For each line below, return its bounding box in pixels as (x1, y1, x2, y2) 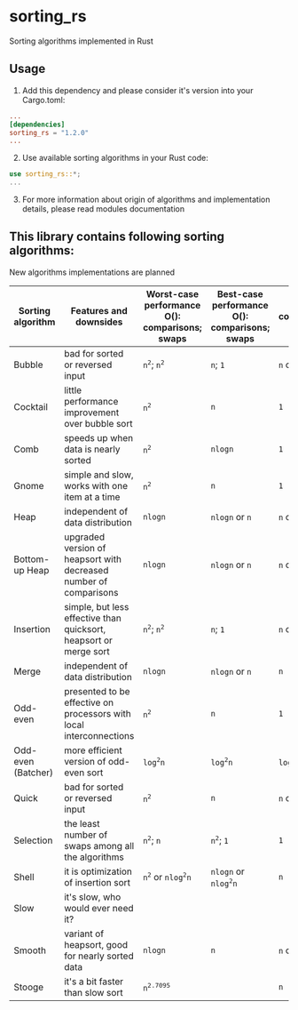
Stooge (13, 981, 44, 993)
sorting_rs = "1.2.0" (9, 128, 90, 137)
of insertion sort (63, 876, 131, 888)
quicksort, (63, 622, 106, 635)
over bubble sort (63, 417, 133, 429)
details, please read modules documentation (21, 204, 184, 214)
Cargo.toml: (21, 94, 66, 105)
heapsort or (63, 634, 114, 646)
